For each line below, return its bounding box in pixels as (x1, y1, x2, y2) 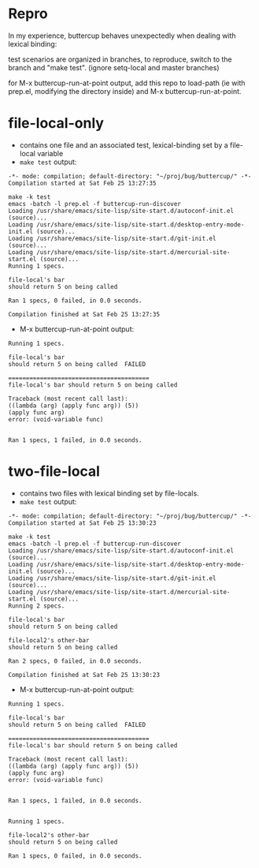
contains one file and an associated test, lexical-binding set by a (19, 140, 228, 150)
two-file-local (8, 462, 101, 481)
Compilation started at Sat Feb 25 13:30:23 (8, 518, 157, 527)
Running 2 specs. (8, 601, 65, 610)
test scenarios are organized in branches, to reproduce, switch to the (8, 54, 232, 64)
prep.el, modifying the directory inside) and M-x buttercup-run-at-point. (8, 86, 242, 95)
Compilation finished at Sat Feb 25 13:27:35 (8, 310, 160, 318)
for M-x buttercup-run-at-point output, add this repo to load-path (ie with (8, 78, 246, 88)
